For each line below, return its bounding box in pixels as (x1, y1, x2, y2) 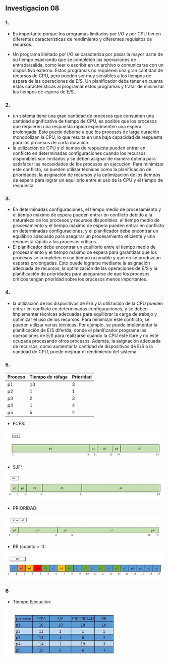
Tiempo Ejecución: (12, 599, 51, 605)
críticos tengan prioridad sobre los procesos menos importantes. (12, 276, 148, 282)
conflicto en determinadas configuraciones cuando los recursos (12, 150, 146, 156)
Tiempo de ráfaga (29, 374, 68, 380)
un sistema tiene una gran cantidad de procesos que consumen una (12, 113, 154, 119)
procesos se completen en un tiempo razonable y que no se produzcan (12, 255, 161, 261)
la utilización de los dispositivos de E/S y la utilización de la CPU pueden (12, 300, 163, 306)
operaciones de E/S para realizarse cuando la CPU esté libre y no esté (12, 333, 159, 339)
